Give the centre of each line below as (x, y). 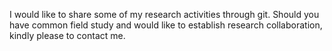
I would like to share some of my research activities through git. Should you (164, 14)
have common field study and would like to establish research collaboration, (166, 25)
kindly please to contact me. (67, 35)
